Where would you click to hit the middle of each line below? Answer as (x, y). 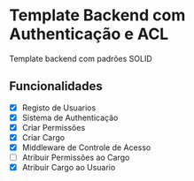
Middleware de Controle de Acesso (86, 147)
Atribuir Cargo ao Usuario (69, 168)
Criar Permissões (54, 127)
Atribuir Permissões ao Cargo (76, 158)
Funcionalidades (56, 86)
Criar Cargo (43, 137)
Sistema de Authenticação (70, 117)
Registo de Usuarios (59, 108)
